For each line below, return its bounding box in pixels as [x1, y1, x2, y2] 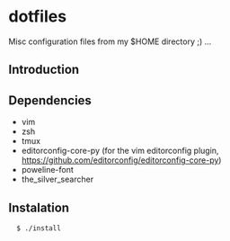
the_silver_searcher [21, 174, 94, 185]
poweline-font [21, 165, 74, 175]
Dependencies [8, 93, 92, 108]
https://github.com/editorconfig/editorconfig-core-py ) [21, 155, 222, 165]
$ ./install [16, 223, 62, 233]
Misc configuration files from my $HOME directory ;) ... [8, 36, 212, 47]
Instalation [8, 200, 69, 215]
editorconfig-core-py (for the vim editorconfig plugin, [21, 146, 219, 156]
